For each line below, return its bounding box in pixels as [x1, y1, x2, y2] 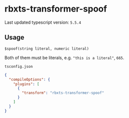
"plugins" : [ [13, 81, 40, 87]
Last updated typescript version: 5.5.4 [4, 19, 82, 25]
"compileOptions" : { [9, 77, 50, 82]
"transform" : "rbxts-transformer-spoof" [22, 90, 104, 95]
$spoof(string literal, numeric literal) [4, 46, 89, 51]
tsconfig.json [4, 64, 33, 69]
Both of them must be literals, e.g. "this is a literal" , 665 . [4, 55, 124, 60]
